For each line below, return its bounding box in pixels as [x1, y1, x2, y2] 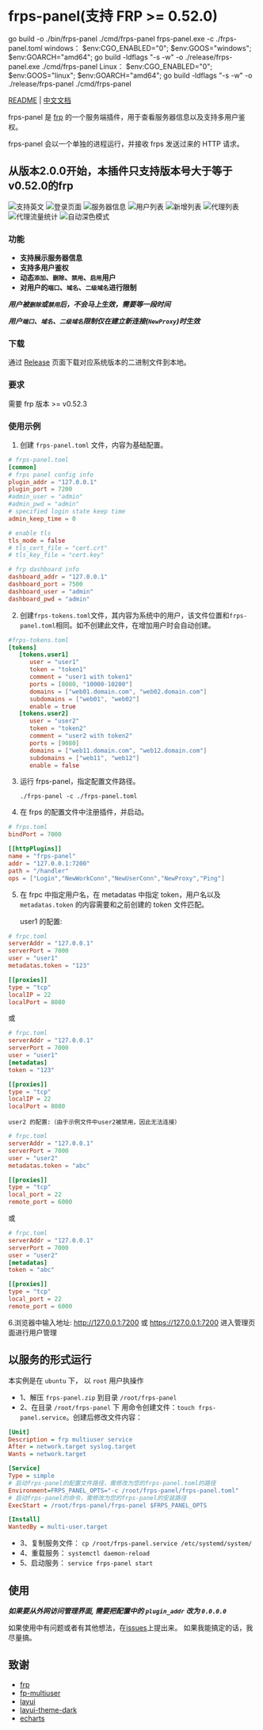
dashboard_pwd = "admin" [8, 595, 90, 603]
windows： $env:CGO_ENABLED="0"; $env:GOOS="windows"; [44, 43, 252, 52]
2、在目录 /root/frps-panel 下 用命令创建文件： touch [19, 1402, 196, 1411]
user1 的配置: [19, 916, 63, 926]
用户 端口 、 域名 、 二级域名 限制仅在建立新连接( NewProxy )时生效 [8, 316, 200, 326]
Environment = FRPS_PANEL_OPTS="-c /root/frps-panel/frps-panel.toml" [8, 1487, 239, 1495]
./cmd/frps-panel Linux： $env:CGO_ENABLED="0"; [41, 61, 212, 71]
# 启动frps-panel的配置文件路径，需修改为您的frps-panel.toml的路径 [8, 1479, 216, 1487]
